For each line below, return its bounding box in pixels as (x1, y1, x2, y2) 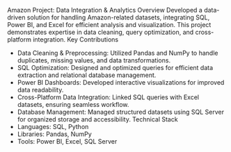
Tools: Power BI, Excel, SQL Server (17, 137, 118, 145)
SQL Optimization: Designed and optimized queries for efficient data (17, 64, 214, 71)
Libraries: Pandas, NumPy (17, 130, 92, 138)
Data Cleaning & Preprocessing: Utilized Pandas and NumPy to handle (17, 49, 218, 57)
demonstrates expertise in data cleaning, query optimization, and (7, 28, 194, 36)
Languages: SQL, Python (17, 123, 89, 130)
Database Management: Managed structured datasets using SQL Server (17, 108, 225, 116)
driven (7, 13, 26, 22)
